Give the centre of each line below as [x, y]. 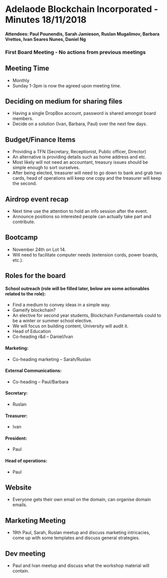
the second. [25, 184]
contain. [21, 571]
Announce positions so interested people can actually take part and [82, 216]
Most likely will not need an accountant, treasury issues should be [80, 162]
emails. [20, 505]
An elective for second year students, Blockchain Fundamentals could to [87, 315]
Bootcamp [22, 237]
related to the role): [25, 293]
